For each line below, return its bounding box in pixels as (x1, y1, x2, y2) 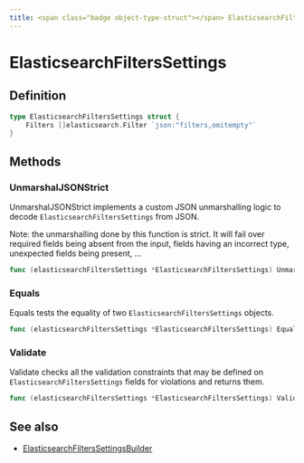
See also (9, 419, 59, 434)
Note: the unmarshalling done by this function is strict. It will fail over (9, 228, 265, 240)
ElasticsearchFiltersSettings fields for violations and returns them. (9, 376, 265, 387)
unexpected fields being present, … (9, 248, 142, 259)
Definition (9, 88, 66, 104)
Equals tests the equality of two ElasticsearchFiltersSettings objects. (9, 307, 274, 318)
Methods (9, 154, 62, 169)
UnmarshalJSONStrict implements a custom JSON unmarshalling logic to (9, 201, 281, 213)
